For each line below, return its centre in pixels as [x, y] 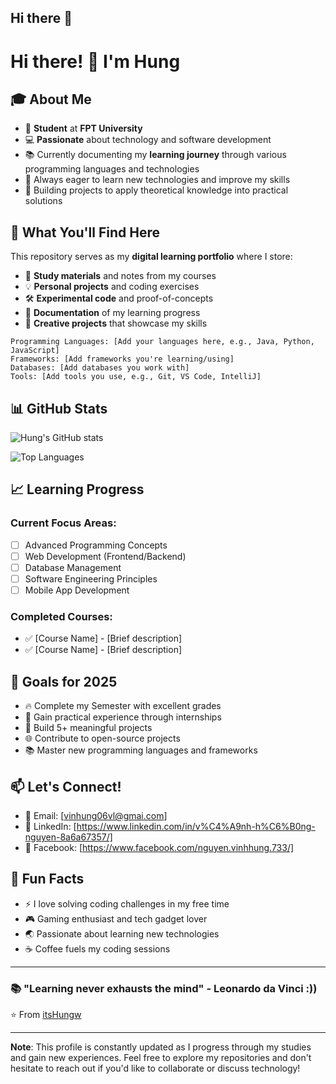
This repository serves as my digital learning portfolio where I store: [151, 257]
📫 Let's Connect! [66, 786]
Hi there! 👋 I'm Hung [95, 61]
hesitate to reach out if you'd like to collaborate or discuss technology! [155, 1068]
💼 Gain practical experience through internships [123, 717]
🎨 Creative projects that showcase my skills [116, 323]
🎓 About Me [51, 99]
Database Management [73, 567]
